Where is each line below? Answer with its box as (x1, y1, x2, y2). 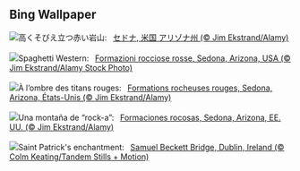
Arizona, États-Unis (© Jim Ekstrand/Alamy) (9, 91, 172, 102)
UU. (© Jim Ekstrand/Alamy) (9, 121, 115, 133)
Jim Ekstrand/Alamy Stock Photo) (9, 62, 133, 73)
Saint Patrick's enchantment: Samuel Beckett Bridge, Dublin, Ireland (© (18, 141, 285, 152)
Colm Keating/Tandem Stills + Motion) (9, 151, 150, 162)
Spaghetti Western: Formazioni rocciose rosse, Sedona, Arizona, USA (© (18, 53, 291, 64)
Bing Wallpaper (9, 7, 97, 22)
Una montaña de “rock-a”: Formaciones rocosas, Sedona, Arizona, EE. (18, 112, 281, 123)
